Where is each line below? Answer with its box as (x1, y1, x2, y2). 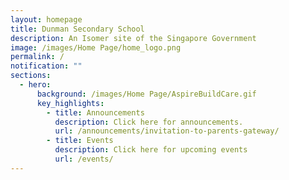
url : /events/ (54, 154, 114, 164)
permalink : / (10, 52, 65, 62)
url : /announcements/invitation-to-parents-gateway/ (54, 126, 280, 136)
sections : (10, 71, 52, 81)
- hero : (19, 80, 52, 90)
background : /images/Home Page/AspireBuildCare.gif (36, 89, 257, 99)
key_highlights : (36, 98, 105, 108)
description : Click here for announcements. (54, 117, 244, 127)
